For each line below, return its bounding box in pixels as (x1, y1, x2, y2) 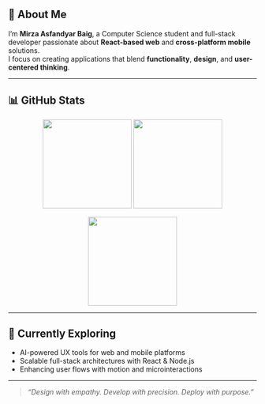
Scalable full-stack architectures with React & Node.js (19, 357, 195, 366)
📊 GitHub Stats (8, 94, 85, 108)
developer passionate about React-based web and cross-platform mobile (8, 37, 251, 47)
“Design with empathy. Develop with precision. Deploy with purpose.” (27, 387, 254, 397)
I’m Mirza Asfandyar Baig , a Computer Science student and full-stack (8, 28, 236, 38)
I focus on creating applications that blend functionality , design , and (8, 54, 233, 63)
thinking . (39, 62, 70, 72)
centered (8, 62, 39, 72)
